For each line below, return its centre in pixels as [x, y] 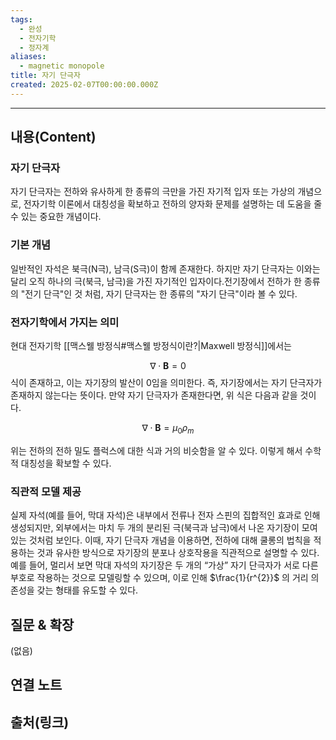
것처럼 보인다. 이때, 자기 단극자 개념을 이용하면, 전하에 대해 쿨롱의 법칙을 [170, 540]
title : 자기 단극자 [45, 76]
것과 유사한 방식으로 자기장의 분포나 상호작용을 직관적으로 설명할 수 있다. [178, 553]
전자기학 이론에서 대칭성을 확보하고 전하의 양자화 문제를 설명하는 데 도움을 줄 [173, 204]
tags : [21, 19]
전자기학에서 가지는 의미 [65, 322]
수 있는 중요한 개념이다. [56, 217]
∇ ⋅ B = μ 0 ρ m [168, 429]
